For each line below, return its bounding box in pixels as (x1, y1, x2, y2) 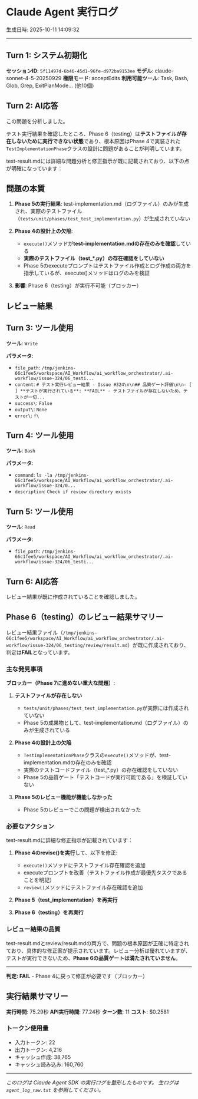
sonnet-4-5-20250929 (6, 74, 62, 81)
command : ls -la (14, 471, 52, 478)
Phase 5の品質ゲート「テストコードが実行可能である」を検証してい (23, 774, 187, 781)
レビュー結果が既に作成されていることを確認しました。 (6, 593, 140, 600)
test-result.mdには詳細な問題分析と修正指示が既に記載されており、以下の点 (6, 157, 190, 164)
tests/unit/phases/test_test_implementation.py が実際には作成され (23, 705, 189, 712)
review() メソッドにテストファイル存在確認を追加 (23, 884, 143, 891)
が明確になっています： (6, 164, 63, 171)
